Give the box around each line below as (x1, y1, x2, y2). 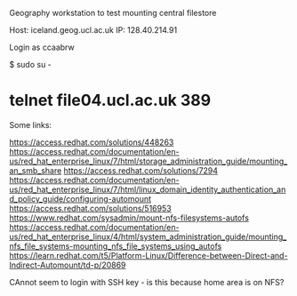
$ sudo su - (9, 60, 52, 69)
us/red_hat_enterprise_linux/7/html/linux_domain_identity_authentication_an (9, 184, 286, 195)
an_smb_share (9, 164, 62, 176)
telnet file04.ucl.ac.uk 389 (9, 91, 212, 110)
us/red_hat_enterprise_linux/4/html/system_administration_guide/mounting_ (9, 231, 287, 242)
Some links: (9, 119, 52, 130)
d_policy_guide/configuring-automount (9, 193, 152, 204)
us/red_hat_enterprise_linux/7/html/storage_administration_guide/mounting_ (9, 156, 288, 166)
